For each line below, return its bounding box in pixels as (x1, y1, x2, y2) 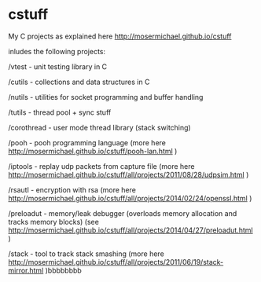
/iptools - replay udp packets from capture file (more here (8, 161, 195, 170)
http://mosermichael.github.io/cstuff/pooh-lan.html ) (8, 146, 178, 156)
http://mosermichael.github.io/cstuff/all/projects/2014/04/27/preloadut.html (8, 225, 253, 235)
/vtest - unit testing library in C (8, 61, 108, 71)
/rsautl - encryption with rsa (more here (8, 185, 136, 194)
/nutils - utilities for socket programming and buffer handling (8, 92, 204, 101)
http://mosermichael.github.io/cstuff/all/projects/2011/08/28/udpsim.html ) (8, 170, 249, 179)
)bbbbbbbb (45, 266, 83, 275)
